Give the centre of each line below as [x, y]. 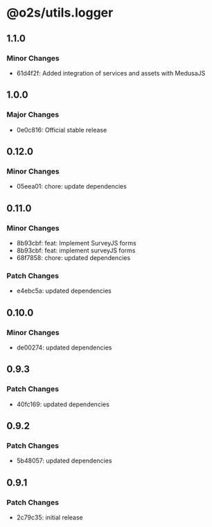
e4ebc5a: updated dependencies [64, 291]
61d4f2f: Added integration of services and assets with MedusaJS [111, 73]
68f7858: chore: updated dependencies [73, 257]
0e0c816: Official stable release [62, 130]
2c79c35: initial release [50, 517]
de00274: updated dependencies [64, 347]
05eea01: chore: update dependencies [72, 187]
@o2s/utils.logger [60, 13]
